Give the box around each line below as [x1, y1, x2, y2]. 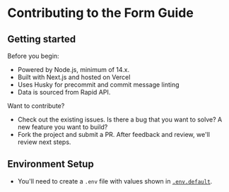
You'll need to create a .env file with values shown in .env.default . [17, 176, 213, 185]
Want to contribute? [7, 102, 65, 110]
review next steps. [17, 138, 71, 146]
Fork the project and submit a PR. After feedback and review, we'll [17, 131, 211, 138]
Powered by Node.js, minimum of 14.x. [17, 66, 129, 73]
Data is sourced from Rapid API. [17, 88, 111, 96]
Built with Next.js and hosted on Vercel [17, 73, 131, 81]
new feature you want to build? [17, 123, 108, 131]
